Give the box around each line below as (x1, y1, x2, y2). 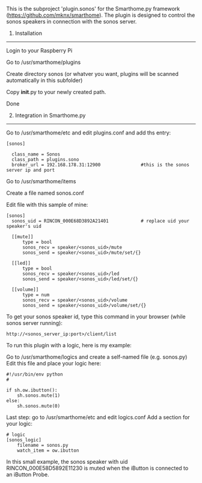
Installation (14, 30, 43, 37)
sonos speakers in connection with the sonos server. (6, 18, 137, 25)
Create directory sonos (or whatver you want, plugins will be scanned (6, 71, 179, 77)
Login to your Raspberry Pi (6, 47, 73, 54)
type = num (22, 292, 50, 298)
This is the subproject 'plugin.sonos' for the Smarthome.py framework (6, 5, 180, 12)
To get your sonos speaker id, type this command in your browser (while (6, 313, 186, 320)
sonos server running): (6, 320, 63, 326)
